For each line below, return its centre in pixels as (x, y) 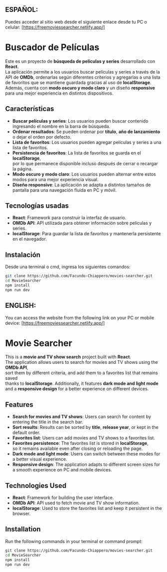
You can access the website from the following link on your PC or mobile (80, 318)
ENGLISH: (21, 306)
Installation (23, 529)
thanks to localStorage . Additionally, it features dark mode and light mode (82, 383)
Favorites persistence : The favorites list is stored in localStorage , (80, 443)
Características (30, 109)
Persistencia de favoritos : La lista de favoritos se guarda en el (77, 153)
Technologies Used (36, 486)
